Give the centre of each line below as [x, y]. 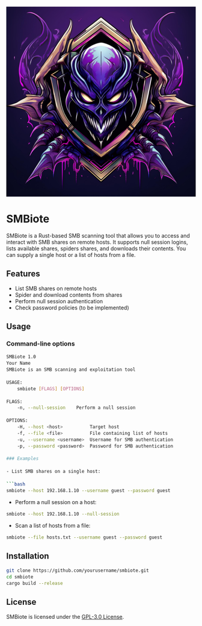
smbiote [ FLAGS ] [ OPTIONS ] [51, 389]
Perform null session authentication [59, 301]
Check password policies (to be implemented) [72, 308]
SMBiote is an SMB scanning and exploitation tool [71, 370]
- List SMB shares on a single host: [54, 472]
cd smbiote [20, 577]
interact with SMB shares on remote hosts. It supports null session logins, [97, 242]
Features [23, 274]
